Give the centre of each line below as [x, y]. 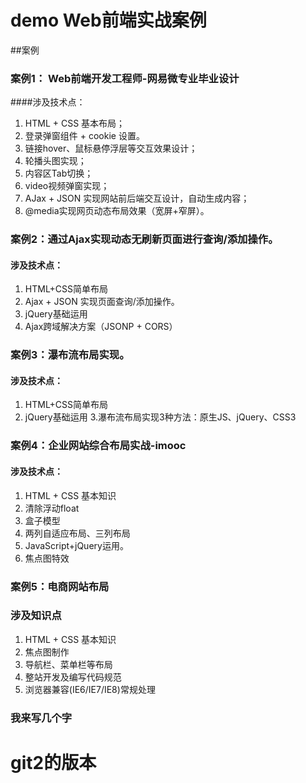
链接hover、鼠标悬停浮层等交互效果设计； [111, 148]
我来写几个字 [41, 718]
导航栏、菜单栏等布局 [68, 664]
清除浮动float [52, 508]
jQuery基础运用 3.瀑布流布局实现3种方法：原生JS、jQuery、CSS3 [160, 417]
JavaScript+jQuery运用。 [76, 545]
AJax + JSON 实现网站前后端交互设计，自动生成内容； [137, 198]
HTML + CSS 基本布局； [75, 123]
